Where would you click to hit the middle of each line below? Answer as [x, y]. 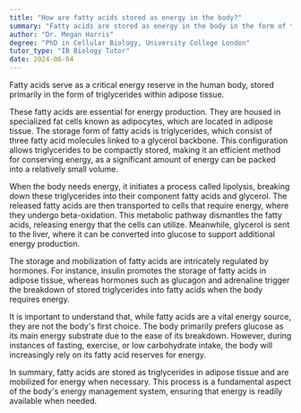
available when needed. [53, 401]
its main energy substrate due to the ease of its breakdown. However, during [150, 336]
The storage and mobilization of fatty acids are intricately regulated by [139, 261]
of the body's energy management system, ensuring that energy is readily [146, 391]
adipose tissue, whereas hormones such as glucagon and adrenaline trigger [150, 280]
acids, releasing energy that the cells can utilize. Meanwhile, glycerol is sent [150, 224]
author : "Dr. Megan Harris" [62, 34]
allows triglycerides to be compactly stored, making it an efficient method [145, 150]
